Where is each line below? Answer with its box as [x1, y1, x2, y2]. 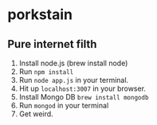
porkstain [7, 6, 73, 24]
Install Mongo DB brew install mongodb [18, 92, 149, 101]
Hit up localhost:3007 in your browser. [18, 84, 147, 93]
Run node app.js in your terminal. [18, 76, 129, 84]
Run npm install [18, 67, 74, 76]
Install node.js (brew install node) [18, 58, 128, 68]
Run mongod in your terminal [18, 101, 109, 110]
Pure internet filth [7, 37, 97, 51]
